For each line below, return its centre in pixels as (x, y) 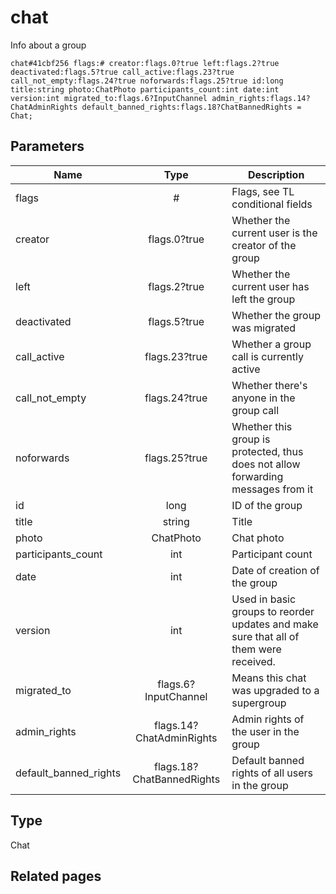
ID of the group (267, 505)
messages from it (272, 489)
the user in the (265, 731)
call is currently (267, 356)
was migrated (264, 328)
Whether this (262, 426)
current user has (270, 286)
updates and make (275, 624)
